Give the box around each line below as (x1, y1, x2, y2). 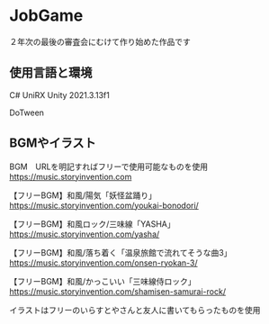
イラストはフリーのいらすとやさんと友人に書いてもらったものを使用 (9, 304, 261, 315)
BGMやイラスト (9, 136, 96, 151)
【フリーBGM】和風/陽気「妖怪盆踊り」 (9, 190, 153, 201)
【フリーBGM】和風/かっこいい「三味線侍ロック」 (9, 275, 193, 286)
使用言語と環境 (9, 65, 93, 81)
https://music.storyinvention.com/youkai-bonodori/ (9, 200, 200, 211)
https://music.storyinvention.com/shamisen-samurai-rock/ (9, 285, 227, 297)
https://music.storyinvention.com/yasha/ (9, 229, 160, 239)
